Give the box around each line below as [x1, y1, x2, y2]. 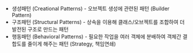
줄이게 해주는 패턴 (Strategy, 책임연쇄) [27, 40, 117, 47]
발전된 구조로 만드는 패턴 [11, 26, 69, 33]
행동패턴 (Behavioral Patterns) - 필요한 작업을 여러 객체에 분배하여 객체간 [11, 33, 181, 40]
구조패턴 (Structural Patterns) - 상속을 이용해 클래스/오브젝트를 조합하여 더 [11, 19, 185, 25]
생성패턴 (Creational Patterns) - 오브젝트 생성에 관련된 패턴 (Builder [11, 5, 169, 12]
